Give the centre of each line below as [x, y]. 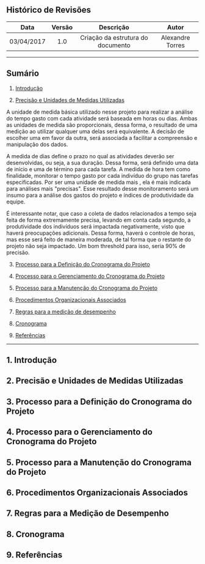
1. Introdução [31, 360]
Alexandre [175, 37]
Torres [175, 45]
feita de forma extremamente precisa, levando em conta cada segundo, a [99, 220]
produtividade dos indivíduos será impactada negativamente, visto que [95, 226]
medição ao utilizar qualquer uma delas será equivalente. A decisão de [95, 131]
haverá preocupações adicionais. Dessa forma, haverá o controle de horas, [101, 233]
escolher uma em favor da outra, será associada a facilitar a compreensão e [102, 137]
